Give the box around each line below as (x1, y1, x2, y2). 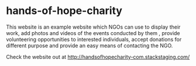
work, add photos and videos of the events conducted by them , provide (6, 29, 180, 36)
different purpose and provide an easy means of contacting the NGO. (6, 42, 173, 49)
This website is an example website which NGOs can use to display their (6, 23, 181, 30)
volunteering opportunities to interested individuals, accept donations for (6, 36, 182, 43)
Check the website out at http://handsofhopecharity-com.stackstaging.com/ (6, 53, 190, 60)
